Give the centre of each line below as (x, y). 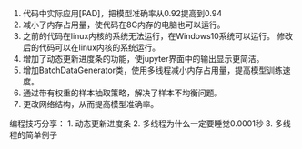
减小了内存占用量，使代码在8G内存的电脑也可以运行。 (124, 25)
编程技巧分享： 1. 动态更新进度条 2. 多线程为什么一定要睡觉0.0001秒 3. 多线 (150, 124)
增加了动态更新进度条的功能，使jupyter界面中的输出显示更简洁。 (143, 59)
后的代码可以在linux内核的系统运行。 (91, 47)
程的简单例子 (33, 135)
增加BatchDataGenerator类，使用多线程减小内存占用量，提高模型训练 (153, 70)
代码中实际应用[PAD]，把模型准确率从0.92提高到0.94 (122, 13)
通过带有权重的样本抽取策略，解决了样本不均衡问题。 (122, 93)
